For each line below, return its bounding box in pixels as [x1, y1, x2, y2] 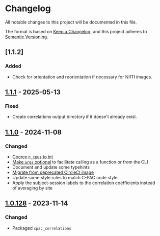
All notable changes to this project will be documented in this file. [5, 19, 137, 25]
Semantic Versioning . [5, 34, 48, 40]
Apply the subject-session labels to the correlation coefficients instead [12, 180, 156, 186]
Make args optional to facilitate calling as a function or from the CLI [12, 159, 148, 165]
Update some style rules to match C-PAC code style [12, 175, 118, 180]
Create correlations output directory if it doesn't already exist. [12, 114, 137, 120]
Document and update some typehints [12, 165, 90, 170]
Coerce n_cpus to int [12, 154, 53, 160]
